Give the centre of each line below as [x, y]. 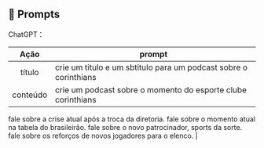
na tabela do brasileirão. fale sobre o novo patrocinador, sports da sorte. [125, 127]
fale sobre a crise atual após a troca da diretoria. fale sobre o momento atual [132, 119]
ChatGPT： [26, 34]
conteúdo [30, 95]
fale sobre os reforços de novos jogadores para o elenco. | [103, 135]
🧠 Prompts [34, 14]
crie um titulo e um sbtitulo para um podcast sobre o [151, 67]
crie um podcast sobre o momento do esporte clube [151, 89]
